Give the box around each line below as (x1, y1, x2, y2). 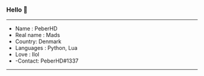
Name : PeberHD (15, 25, 58, 32)
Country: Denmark (15, 38, 62, 45)
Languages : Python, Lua (15, 44, 78, 52)
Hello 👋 (6, 5, 28, 14)
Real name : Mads (15, 32, 61, 39)
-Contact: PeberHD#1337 (15, 57, 79, 64)
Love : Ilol (15, 51, 39, 58)
